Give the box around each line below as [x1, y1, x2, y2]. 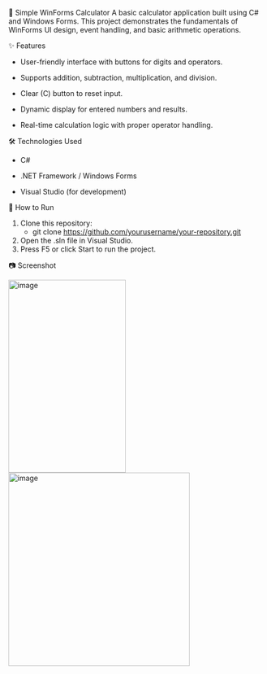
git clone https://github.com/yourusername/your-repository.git [32, 227, 242, 236]
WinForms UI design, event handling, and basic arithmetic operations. [8, 25, 242, 34]
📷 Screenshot [8, 260, 57, 270]
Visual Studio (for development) [19, 187, 127, 196]
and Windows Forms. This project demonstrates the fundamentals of [8, 16, 239, 26]
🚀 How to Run [8, 203, 54, 212]
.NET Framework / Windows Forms [19, 171, 137, 181]
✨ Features [8, 41, 46, 50]
